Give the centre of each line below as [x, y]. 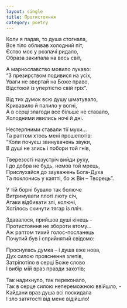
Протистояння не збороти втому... [49, 226]
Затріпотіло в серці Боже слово [46, 263]
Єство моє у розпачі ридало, [42, 52]
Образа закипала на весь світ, [44, 58]
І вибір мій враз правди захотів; [46, 269]
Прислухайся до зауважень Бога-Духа [55, 172]
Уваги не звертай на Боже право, [48, 82]
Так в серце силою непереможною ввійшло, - [64, 286]
